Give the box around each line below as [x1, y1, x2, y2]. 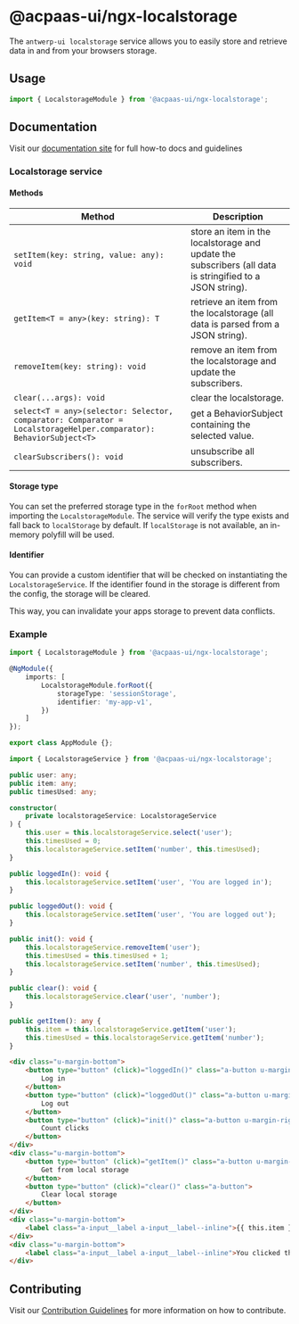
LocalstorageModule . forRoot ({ [41, 681, 153, 690]
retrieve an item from [190, 295, 279, 308]
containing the [190, 418, 251, 430]
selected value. [190, 429, 255, 442]
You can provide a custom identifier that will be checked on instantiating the [9, 569, 287, 580]
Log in [41, 1074, 66, 1083]
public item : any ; [9, 779, 77, 788]
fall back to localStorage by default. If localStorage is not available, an [9, 519, 269, 530]
